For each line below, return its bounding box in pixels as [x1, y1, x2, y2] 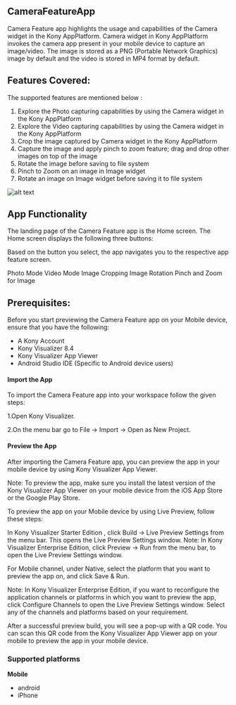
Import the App [7, 375, 53, 383]
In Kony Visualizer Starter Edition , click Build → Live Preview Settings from [7, 528, 224, 537]
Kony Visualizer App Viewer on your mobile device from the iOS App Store [7, 485, 223, 495]
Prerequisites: [7, 297, 70, 309]
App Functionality [7, 208, 87, 220]
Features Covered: [7, 75, 91, 87]
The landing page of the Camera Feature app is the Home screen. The [7, 227, 211, 235]
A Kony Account [17, 337, 65, 345]
